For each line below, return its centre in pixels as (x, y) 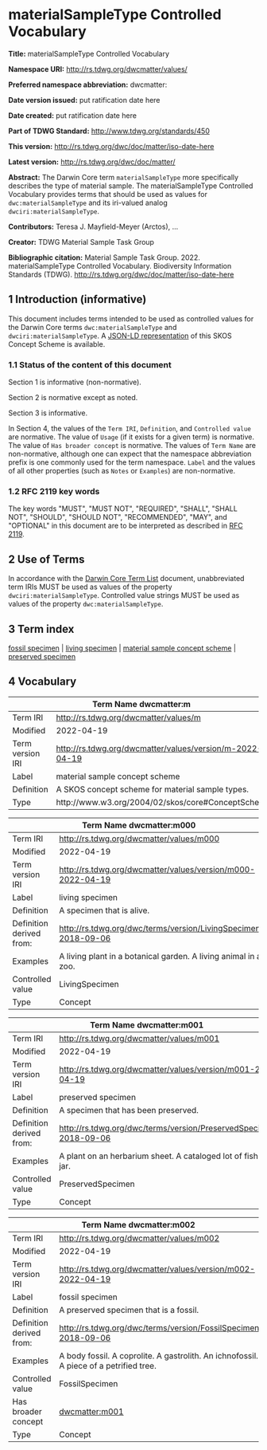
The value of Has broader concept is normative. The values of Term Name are (132, 446)
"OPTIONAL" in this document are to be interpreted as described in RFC (126, 526)
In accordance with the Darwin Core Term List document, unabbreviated (126, 579)
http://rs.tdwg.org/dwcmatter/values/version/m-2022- (159, 749)
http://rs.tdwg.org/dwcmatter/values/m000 (139, 839)
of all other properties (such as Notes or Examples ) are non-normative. (122, 471)
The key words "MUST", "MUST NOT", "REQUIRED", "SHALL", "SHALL (123, 509)
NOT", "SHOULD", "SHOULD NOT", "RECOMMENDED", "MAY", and (118, 517)
